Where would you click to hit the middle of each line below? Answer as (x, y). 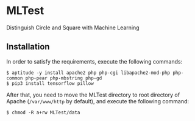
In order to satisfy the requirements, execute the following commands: (94, 61)
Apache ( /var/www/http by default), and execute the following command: (98, 101)
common (15, 78)
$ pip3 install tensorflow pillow (50, 83)
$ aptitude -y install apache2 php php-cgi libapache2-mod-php (88, 73)
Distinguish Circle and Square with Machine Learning (73, 28)
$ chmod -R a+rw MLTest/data (43, 112)
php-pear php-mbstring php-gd (64, 78)
